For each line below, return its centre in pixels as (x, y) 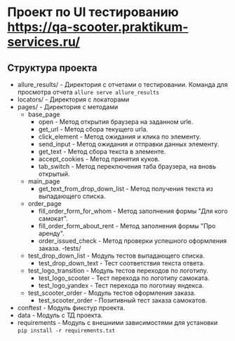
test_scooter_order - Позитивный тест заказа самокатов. (123, 300)
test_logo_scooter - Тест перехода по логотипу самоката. (124, 278)
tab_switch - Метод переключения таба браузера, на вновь (127, 166)
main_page (44, 181)
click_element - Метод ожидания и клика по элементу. (120, 137)
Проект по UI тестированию (93, 12)
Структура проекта (52, 68)
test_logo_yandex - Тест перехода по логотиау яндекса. (121, 285)
